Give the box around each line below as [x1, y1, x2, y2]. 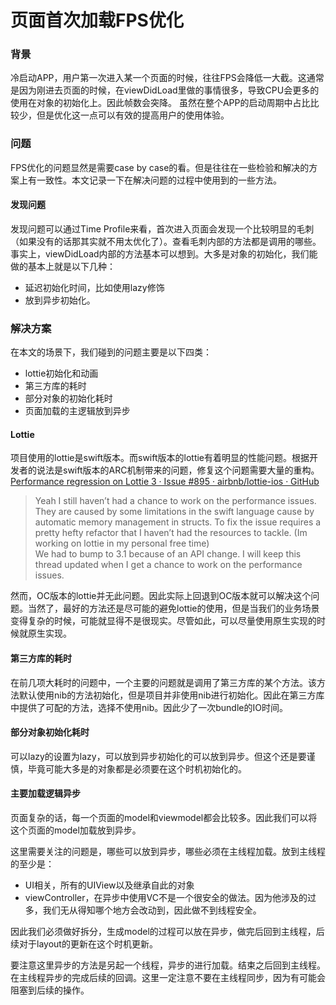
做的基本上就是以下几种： [10, 260, 116, 272]
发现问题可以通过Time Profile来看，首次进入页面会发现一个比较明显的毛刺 [10, 222, 315, 235]
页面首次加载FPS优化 [10, 9, 184, 32]
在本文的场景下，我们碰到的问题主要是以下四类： [10, 346, 212, 358]
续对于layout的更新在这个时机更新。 [10, 938, 158, 950]
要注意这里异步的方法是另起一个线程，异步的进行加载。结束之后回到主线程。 [10, 959, 326, 971]
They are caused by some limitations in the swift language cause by [34, 506, 315, 518]
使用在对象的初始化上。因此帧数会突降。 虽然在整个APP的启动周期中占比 [10, 97, 311, 109]
